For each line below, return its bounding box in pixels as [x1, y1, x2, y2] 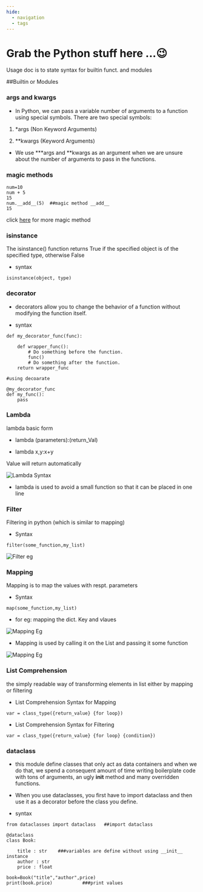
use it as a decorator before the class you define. [15, 798, 138, 805]
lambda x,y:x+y [15, 448, 54, 455]
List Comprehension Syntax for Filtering [15, 721, 115, 728]
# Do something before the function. [28, 349, 123, 355]
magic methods [6, 171, 53, 179]
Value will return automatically [6, 460, 82, 467]
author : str [17, 859, 50, 865]
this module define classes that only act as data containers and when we [15, 760, 197, 768]
